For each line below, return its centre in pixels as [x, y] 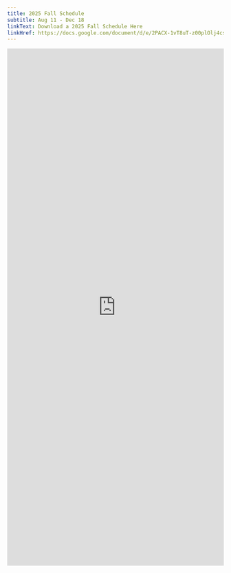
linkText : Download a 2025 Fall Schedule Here [75, 26]
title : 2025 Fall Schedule [46, 13]
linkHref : [21, 33]
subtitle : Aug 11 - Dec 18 [46, 20]
